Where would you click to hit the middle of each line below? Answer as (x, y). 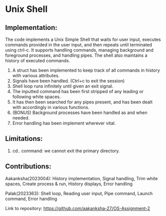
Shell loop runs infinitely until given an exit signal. (63, 86)
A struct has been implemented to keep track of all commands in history (86, 70)
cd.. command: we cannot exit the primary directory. (66, 151)
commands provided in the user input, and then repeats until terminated (79, 45)
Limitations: (24, 139)
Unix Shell (27, 9)
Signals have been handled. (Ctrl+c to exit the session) (69, 81)
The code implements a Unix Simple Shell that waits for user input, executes (83, 39)
